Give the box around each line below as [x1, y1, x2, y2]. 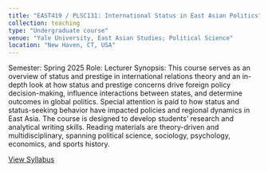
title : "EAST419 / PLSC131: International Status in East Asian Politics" [8, 11, 262, 20]
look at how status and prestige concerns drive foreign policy [29, 80, 231, 90]
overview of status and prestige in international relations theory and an [8, 72, 241, 81]
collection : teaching [8, 19, 81, 27]
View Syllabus [8, 154, 55, 164]
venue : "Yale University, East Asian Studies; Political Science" [8, 33, 234, 42]
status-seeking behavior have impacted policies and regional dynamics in [8, 105, 250, 115]
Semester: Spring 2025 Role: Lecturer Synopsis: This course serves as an [8, 63, 251, 72]
